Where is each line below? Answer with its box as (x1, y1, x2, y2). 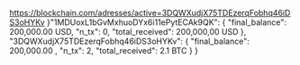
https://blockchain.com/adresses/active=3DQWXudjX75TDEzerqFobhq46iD (9, 8, 291, 18)
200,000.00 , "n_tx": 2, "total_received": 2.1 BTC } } (9, 45, 199, 56)
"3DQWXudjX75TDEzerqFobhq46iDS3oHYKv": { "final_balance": (9, 36, 250, 46)
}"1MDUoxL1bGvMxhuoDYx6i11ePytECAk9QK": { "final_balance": (46, 17, 286, 28)
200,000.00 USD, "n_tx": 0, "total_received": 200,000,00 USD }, (9, 27, 247, 37)
